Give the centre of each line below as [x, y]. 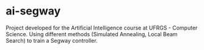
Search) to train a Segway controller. [52, 40]
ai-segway [33, 11]
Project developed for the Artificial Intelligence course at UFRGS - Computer [102, 28]
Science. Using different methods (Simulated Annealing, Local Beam [92, 34]
